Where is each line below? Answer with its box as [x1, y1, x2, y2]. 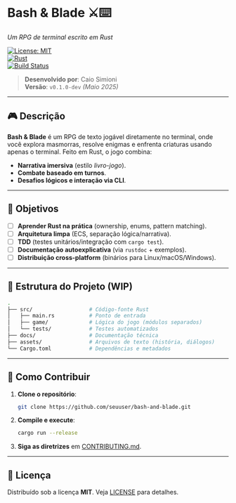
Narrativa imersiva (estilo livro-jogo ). [17, 161, 126, 169]
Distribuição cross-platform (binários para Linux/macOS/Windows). [17, 253, 216, 261]
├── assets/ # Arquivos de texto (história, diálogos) [7, 338, 216, 346]
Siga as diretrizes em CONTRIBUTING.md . [17, 443, 142, 451]
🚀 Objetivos [7, 203, 59, 215]
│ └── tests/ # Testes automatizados [7, 325, 159, 333]
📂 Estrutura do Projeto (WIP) [7, 281, 133, 293]
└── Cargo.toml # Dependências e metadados [7, 345, 171, 352]
